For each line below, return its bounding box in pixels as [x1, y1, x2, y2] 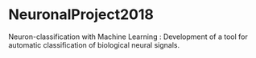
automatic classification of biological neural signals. [8, 40, 180, 49]
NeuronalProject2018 [8, 6, 155, 24]
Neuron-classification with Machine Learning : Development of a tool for [8, 32, 248, 41]
